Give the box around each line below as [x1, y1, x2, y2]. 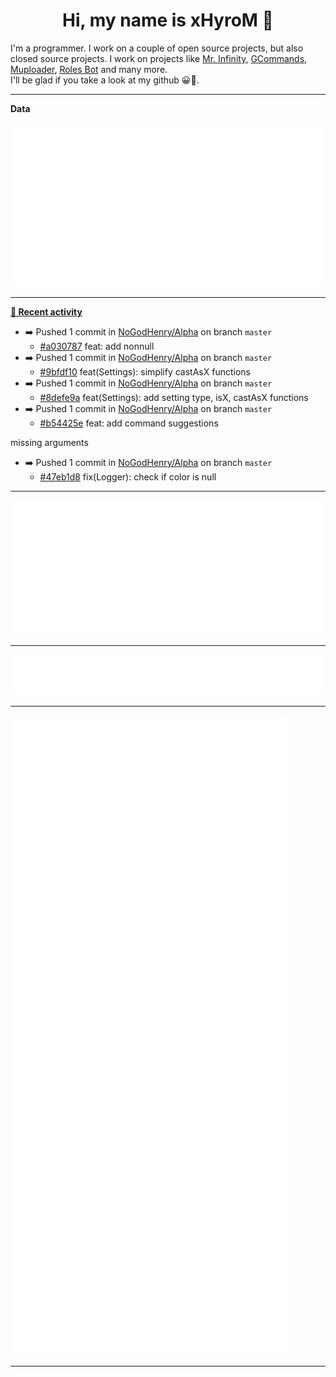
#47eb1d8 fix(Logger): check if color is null [39, 471, 217, 483]
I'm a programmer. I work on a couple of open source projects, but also [10, 42, 304, 54]
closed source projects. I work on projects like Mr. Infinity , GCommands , [10, 52, 308, 64]
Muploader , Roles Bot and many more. [10, 63, 168, 75]
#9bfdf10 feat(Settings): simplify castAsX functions [39, 366, 251, 378]
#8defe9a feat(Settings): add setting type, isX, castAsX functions [39, 392, 309, 404]
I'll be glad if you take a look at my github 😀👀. [10, 74, 200, 86]
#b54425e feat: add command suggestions [39, 417, 219, 429]
